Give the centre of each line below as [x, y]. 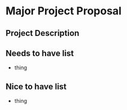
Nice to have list [36, 86]
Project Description [43, 33]
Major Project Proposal [64, 11]
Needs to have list [40, 53]
